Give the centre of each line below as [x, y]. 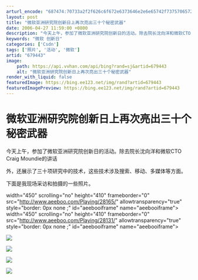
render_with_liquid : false [39, 77]
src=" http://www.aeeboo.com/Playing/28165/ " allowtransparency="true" [94, 201]
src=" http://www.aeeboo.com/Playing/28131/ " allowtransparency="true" [93, 220]
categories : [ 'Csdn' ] [33, 45]
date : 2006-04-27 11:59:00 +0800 [47, 28]
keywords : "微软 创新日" [34, 39]
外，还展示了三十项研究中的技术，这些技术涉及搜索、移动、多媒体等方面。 [96, 171]
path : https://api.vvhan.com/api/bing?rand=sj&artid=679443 [92, 66]
